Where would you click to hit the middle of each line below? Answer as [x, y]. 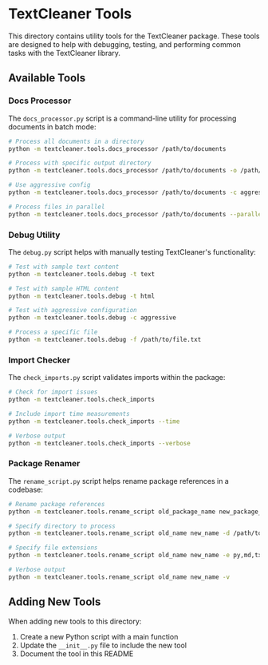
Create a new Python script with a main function [99, 636]
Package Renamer [44, 464]
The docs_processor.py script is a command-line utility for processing [122, 118]
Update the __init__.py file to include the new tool [103, 645]
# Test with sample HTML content [64, 288]
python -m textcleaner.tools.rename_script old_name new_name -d [119, 533]
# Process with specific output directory [80, 163]
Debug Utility [34, 235]
